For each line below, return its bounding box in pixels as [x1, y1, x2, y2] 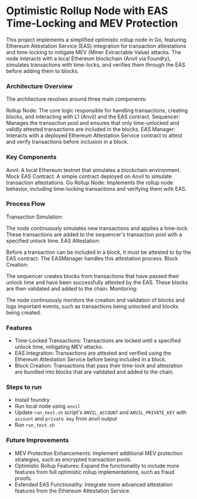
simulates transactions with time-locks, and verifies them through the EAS [6, 61, 185, 68]
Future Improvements [6, 436, 69, 444]
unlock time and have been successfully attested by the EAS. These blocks [6, 279, 188, 286]
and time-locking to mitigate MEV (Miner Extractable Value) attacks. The [6, 48, 181, 55]
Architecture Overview [6, 82, 73, 90]
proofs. [14, 474, 32, 481]
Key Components [6, 153, 57, 161]
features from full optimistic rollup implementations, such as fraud [14, 468, 175, 475]
